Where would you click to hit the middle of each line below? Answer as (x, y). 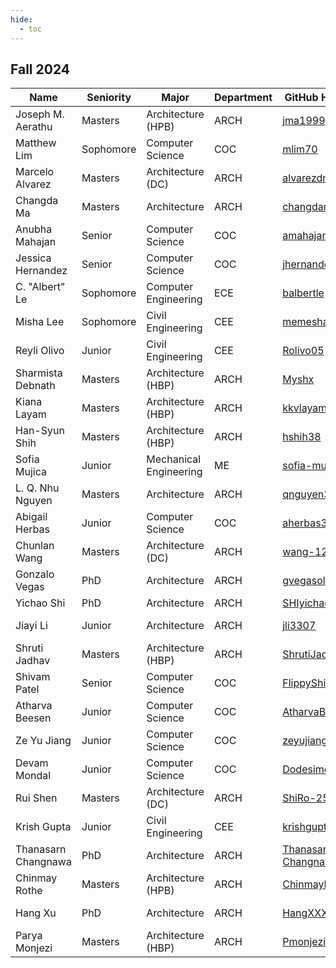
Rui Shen (36, 798)
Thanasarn (41, 849)
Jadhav (33, 661)
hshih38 (302, 437)
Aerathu (34, 127)
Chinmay (36, 878)
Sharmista (39, 373)
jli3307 (299, 626)
